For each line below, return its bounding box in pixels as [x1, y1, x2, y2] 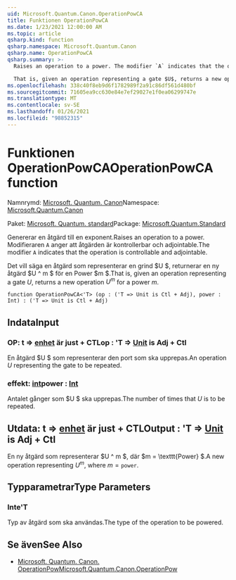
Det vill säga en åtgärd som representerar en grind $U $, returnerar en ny [7, 261, 220, 270]
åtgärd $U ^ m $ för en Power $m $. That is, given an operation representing [7, 269, 227, 277]
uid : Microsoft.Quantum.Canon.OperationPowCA [7, 10, 143, 18]
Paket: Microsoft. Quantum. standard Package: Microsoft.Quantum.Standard [7, 219, 226, 227]
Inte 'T [7, 503, 28, 512]
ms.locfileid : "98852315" [7, 115, 83, 122]
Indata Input [7, 316, 60, 328]
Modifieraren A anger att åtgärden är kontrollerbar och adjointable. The [7, 240, 210, 248]
